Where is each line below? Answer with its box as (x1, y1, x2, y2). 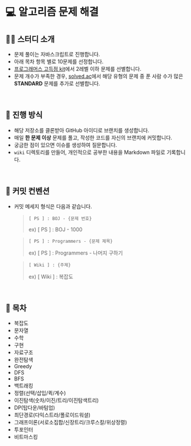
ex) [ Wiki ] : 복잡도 (28, 273, 74, 280)
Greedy (13, 363, 33, 370)
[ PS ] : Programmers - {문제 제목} (28, 238, 113, 244)
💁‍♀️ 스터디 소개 (5, 34, 55, 44)
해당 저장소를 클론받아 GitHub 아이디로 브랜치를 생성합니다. (13, 126, 150, 133)
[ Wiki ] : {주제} (28, 262, 71, 268)
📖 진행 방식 (5, 110, 43, 120)
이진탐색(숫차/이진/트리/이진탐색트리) (13, 397, 99, 404)
